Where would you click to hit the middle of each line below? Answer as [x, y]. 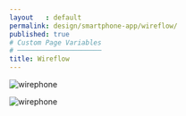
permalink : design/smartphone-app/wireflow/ [93, 26]
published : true [39, 34]
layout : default [46, 17]
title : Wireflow [39, 59]
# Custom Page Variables [55, 42]
